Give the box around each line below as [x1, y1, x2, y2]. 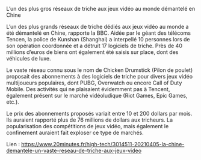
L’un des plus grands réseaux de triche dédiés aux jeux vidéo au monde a [6, 23, 189, 30]
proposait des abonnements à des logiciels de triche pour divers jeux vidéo [6, 73, 193, 80]
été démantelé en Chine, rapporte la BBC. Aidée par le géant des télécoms [6, 29, 191, 37]
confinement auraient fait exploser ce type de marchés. [6, 129, 144, 136]
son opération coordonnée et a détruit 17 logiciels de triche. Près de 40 [6, 42, 182, 49]
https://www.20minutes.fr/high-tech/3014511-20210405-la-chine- [20, 141, 185, 147]
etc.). [6, 98, 19, 105]
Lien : [6, 141, 20, 147]
